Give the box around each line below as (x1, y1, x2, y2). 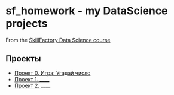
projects (5, 17, 48, 30)
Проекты (5, 53, 41, 64)
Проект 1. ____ (14, 75, 50, 83)
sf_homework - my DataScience (5, 4, 168, 18)
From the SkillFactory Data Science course (5, 36, 111, 43)
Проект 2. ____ (14, 82, 51, 89)
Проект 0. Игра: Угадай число (14, 69, 91, 77)
